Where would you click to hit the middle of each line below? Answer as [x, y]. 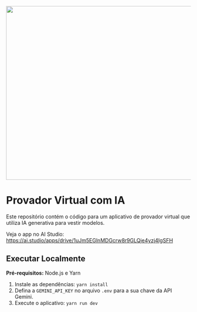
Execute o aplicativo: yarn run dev [56, 303]
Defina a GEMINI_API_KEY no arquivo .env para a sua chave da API [93, 290]
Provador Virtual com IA [66, 200]
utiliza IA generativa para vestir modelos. [55, 222]
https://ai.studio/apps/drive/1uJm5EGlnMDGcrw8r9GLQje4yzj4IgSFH [90, 240]
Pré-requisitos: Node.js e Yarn [43, 273]
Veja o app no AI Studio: [35, 234]
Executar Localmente [46, 259]
